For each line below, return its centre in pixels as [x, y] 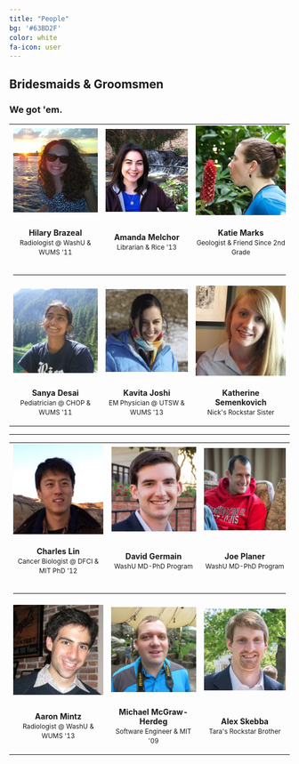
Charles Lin [58, 551]
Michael [134, 712]
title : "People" [39, 19]
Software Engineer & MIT [154, 731]
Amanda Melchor [147, 237]
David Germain [154, 556]
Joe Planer [244, 556]
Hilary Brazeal [56, 232]
